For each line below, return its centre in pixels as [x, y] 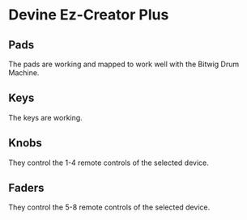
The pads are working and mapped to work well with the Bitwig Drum [124, 64]
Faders [26, 188]
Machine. [24, 73]
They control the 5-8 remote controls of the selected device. [109, 207]
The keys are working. [45, 117]
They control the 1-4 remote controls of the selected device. [109, 163]
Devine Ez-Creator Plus [89, 15]
